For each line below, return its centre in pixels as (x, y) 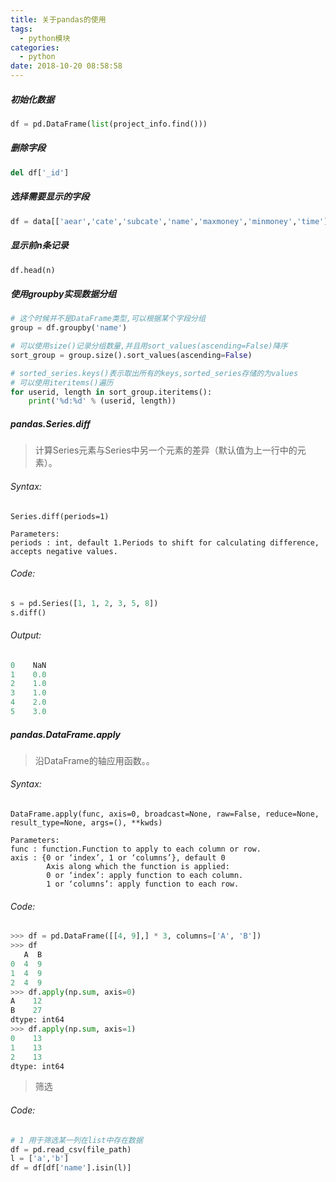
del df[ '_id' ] (40, 172)
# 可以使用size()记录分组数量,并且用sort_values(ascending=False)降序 (149, 346)
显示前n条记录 (39, 245)
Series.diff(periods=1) (60, 516)
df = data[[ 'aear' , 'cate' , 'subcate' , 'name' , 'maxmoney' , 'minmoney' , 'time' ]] (171, 221)
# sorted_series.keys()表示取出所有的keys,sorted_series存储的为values (154, 373)
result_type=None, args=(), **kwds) (86, 823)
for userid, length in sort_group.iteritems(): (111, 392)
